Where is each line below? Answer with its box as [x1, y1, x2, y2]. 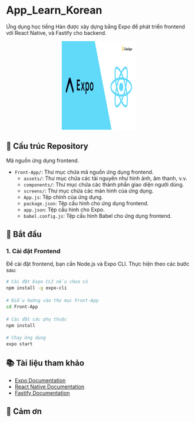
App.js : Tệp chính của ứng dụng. [23, 193, 103, 201]
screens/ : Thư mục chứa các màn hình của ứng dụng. [23, 187, 154, 194]
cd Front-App [6, 303, 38, 310]
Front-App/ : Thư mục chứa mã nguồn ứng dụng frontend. [14, 168, 154, 175]
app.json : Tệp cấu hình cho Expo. [23, 206, 105, 213]
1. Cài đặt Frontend [6, 247, 61, 256]
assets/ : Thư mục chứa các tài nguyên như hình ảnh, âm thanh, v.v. [23, 175, 187, 182]
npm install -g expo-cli [6, 285, 67, 291]
